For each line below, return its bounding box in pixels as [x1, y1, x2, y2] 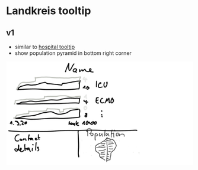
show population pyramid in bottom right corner [14, 50, 132, 57]
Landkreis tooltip [6, 4, 91, 18]
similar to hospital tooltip [14, 43, 75, 50]
